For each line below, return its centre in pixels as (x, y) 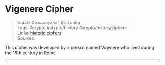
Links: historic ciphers (40, 33)
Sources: (26, 38)
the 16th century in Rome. (31, 53)
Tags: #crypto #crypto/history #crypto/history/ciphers (72, 27)
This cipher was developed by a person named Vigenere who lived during (80, 47)
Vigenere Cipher (39, 9)
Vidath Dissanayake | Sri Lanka (48, 22)
